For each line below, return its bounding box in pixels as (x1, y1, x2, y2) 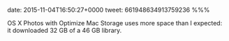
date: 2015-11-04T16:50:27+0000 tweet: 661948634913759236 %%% (7, 6, 210, 14)
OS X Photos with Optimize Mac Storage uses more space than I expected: (7, 19, 223, 27)
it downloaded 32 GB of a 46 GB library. (7, 27, 122, 34)
